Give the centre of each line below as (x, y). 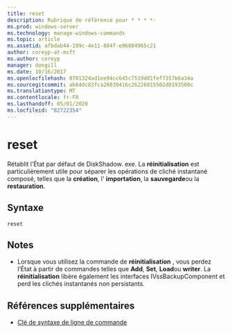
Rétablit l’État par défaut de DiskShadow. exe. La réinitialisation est (103, 164)
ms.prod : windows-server (43, 26)
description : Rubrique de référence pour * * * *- (82, 20)
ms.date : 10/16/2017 (37, 71)
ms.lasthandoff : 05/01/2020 (48, 104)
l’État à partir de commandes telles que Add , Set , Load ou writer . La (114, 269)
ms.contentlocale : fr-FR (43, 98)
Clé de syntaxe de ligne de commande (72, 323)
